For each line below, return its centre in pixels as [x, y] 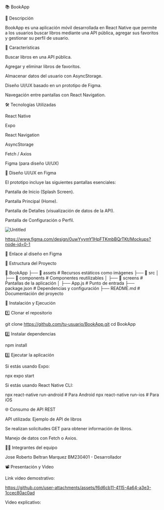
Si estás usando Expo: [27, 366]
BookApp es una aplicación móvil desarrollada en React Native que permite [81, 28]
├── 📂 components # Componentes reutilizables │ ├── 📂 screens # [74, 278]
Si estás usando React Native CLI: [39, 385]
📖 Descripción [19, 18]
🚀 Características [23, 47]
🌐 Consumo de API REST [30, 409]
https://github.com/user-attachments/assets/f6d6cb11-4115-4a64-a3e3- [78, 488]
